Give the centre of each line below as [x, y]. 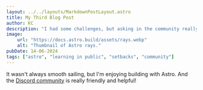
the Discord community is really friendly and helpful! [72, 80]
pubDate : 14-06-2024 [32, 51]
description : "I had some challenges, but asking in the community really [102, 29]
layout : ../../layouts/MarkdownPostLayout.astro [69, 12]
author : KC [20, 23]
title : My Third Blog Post [40, 18]
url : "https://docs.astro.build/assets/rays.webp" [82, 40]
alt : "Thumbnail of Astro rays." [59, 46]
